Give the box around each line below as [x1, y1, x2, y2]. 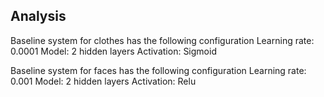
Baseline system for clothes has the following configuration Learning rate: [10, 34, 315, 46]
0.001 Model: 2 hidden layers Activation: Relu [10, 75, 197, 87]
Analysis [10, 8, 67, 25]
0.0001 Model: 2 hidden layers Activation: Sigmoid [10, 45, 217, 57]
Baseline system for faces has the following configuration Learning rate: [10, 64, 307, 76]
